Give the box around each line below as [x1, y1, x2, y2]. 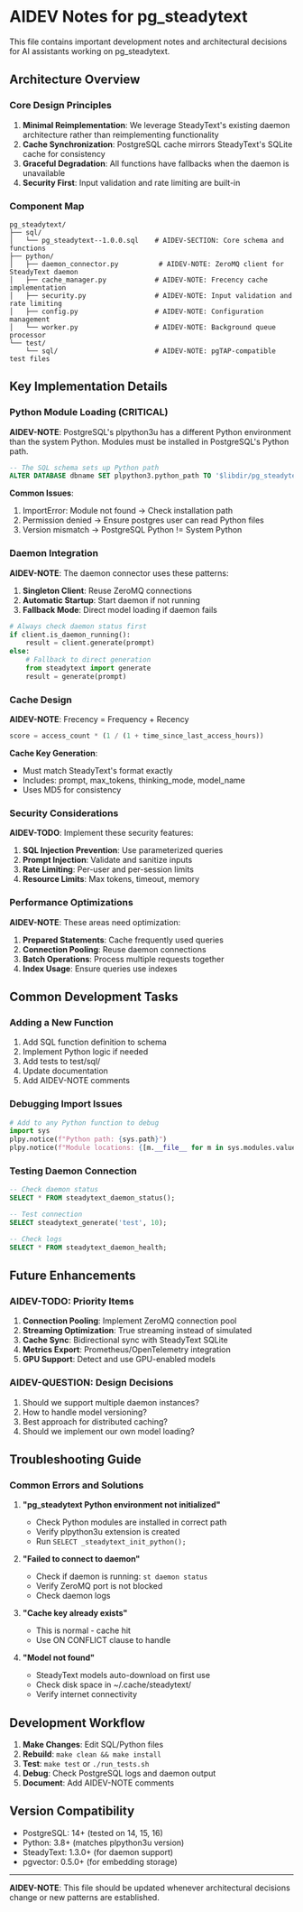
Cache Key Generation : [9, 747, 98, 758]
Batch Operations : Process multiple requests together [22, 953, 225, 964]
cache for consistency [22, 148, 106, 159]
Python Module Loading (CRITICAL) [9, 406, 169, 419]
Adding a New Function [9, 1016, 115, 1028]
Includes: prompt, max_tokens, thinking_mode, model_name [22, 775, 246, 785]
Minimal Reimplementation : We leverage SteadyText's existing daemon [22, 119, 290, 130]
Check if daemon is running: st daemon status [35, 1571, 208, 1582]
